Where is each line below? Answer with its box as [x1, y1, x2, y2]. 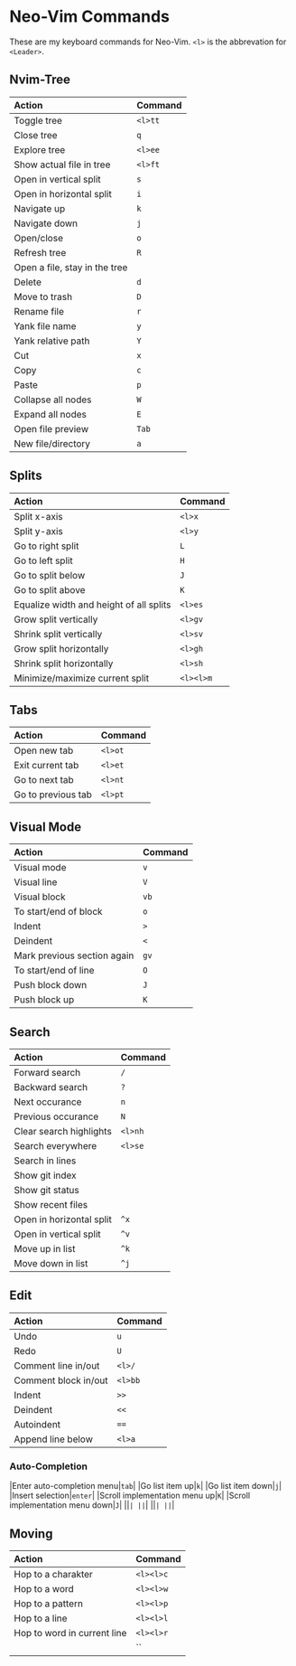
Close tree [14, 128, 58, 141]
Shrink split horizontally [14, 657, 114, 670]
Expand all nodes [14, 408, 88, 420]
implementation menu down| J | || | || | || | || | [9, 1500, 175, 1511]
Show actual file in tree [14, 158, 111, 171]
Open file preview [14, 422, 88, 435]
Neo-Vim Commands [9, 6, 170, 27]
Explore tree [14, 143, 66, 155]
